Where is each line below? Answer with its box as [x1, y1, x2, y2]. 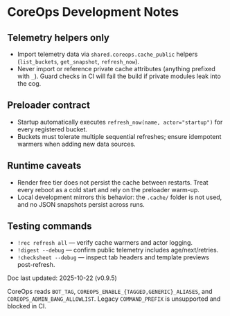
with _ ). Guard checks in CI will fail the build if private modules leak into [17, 72, 222, 80]
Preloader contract [7, 100, 90, 111]
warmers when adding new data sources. [17, 140, 136, 148]
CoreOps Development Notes [7, 4, 179, 20]
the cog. [17, 80, 42, 87]
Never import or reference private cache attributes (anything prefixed [17, 65, 216, 73]
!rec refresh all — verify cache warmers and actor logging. [17, 239, 193, 247]
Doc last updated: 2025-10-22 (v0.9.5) [7, 274, 118, 282]
